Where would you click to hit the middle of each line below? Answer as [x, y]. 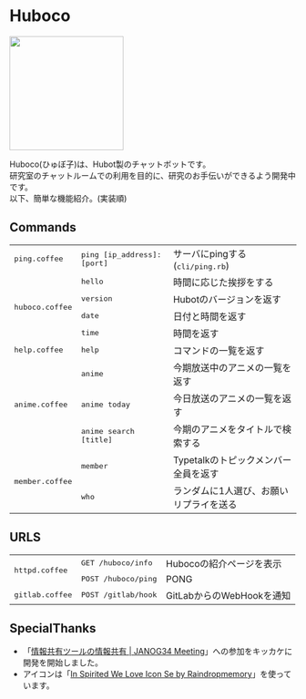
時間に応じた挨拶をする [223, 282]
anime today [105, 405]
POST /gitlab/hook [119, 595]
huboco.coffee [43, 308]
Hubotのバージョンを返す [227, 299]
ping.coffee [39, 259]
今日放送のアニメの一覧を [228, 398]
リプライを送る [205, 504]
